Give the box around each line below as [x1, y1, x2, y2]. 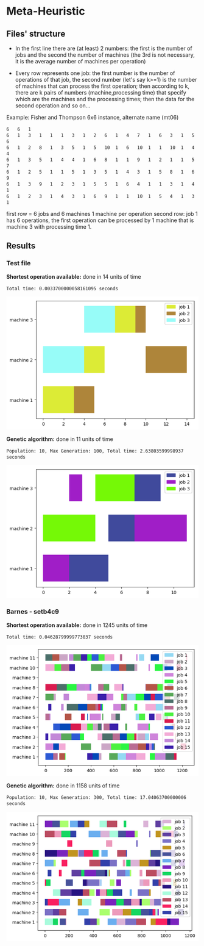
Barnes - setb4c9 [6, 607, 60, 616]
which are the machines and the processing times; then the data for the [15, 96, 195, 102]
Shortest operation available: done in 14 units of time [6, 273, 141, 280]
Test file [6, 259, 31, 268]
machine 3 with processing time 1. [6, 223, 92, 230]
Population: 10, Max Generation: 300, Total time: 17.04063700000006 [6, 795, 187, 801]
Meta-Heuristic [6, 4, 85, 18]
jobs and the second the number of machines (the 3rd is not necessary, [15, 51, 195, 59]
